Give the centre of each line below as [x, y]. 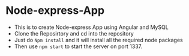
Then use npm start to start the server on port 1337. [78, 46]
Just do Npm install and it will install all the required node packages [99, 40]
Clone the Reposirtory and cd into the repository [74, 33]
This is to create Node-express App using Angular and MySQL [91, 27]
